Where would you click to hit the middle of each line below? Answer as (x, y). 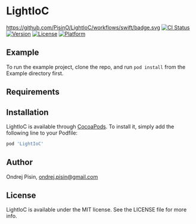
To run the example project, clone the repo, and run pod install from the (96, 67)
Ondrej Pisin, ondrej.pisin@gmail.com (52, 176)
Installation (27, 112)
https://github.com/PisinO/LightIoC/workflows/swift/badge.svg (83, 27)
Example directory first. (35, 73)
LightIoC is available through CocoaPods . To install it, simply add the (90, 126)
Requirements (33, 92)
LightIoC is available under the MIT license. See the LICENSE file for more (97, 210)
